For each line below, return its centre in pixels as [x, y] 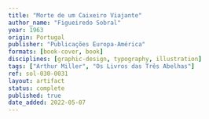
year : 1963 [26, 30]
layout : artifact [37, 81]
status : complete [37, 88]
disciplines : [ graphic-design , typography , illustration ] [105, 59]
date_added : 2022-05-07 [47, 103]
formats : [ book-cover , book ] [56, 52]
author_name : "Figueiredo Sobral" [65, 23]
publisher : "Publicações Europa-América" [77, 45]
